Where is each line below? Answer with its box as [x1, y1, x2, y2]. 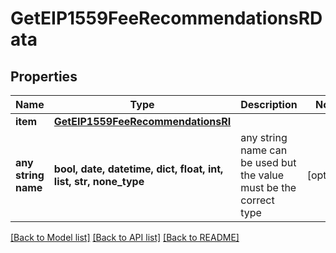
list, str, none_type [53, 175, 145, 188]
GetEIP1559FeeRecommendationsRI [53, 115, 232, 128]
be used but [240, 156, 297, 169]
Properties [10, 68, 78, 85]
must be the [240, 181, 297, 194]
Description [240, 98, 298, 111]
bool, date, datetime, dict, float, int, [53, 162, 224, 176]
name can [240, 143, 288, 157]
